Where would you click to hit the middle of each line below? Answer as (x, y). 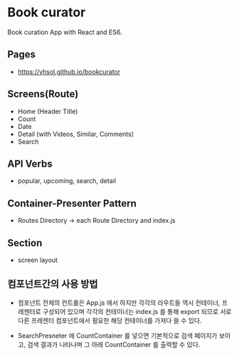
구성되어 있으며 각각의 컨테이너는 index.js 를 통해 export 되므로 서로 (137, 311)
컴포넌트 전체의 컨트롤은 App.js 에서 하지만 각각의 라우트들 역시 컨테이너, (119, 303)
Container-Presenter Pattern (72, 203)
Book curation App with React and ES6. (65, 32)
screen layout (38, 260)
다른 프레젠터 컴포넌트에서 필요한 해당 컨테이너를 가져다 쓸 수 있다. (110, 320)
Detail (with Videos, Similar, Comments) (75, 134)
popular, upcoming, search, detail (67, 181)
